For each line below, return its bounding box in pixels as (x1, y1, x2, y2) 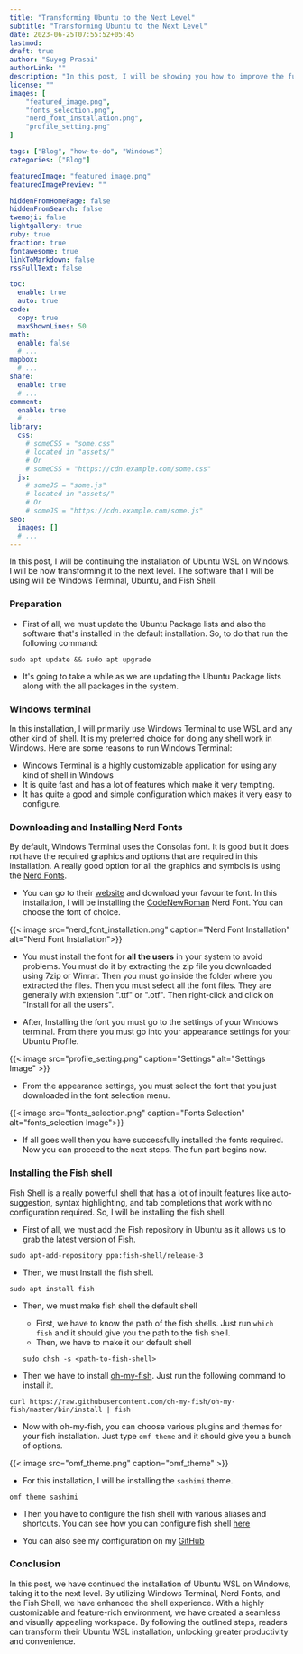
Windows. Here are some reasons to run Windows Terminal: (9, 742, 233, 753)
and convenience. (9, 1635, 77, 1647)
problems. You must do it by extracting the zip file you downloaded (22, 961, 272, 972)
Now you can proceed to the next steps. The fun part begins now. (22, 1144, 268, 1155)
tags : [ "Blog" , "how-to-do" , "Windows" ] (9, 147, 164, 156)
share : (9, 372, 34, 381)
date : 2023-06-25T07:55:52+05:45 (9, 30, 135, 39)
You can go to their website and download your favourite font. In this (22, 888, 278, 899)
